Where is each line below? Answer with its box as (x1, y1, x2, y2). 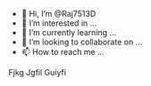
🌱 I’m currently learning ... (21, 27, 117, 37)
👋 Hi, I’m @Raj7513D (21, 9, 96, 19)
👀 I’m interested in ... (21, 18, 97, 28)
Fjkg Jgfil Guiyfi (8, 67, 66, 77)
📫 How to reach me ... (21, 47, 105, 57)
